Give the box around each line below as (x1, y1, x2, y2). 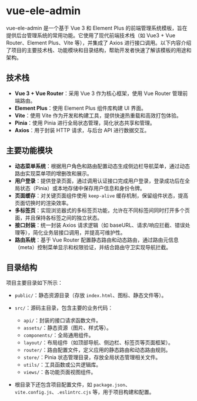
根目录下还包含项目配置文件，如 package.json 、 (14, 381, 131, 388)
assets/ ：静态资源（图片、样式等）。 (23, 324, 112, 331)
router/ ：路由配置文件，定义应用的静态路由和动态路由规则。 (23, 347, 171, 354)
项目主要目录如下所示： (6, 279, 63, 286)
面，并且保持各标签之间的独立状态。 (14, 214, 103, 221)
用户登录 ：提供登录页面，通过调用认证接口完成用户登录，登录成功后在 (14, 177, 185, 184)
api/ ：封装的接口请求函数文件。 (23, 317, 102, 324)
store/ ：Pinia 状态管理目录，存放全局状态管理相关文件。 (23, 354, 161, 361)
